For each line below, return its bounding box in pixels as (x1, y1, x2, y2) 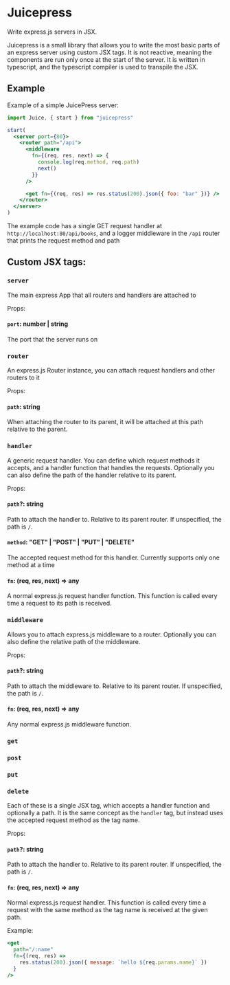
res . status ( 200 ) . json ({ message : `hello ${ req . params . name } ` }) (19, 959, 207, 966)
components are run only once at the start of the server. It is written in (7, 55, 205, 63)
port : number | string (7, 320, 69, 328)
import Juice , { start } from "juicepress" (7, 114, 134, 121)
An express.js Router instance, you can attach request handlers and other (7, 366, 216, 375)
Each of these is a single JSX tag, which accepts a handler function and (7, 801, 210, 810)
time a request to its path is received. (7, 599, 112, 608)
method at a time (7, 561, 55, 569)
